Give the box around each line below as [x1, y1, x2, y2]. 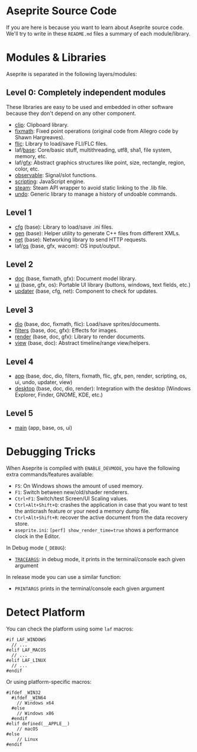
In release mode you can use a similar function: [6, 573, 121, 580]
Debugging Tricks [6, 444, 96, 458]
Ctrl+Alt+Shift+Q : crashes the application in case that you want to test [14, 501, 188, 508]
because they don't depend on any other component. [6, 110, 137, 117]
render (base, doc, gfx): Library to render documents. [14, 333, 146, 340]
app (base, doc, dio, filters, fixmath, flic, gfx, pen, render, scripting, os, [14, 372, 188, 379]
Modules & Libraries [6, 51, 106, 65]
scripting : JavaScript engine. [14, 178, 85, 185]
